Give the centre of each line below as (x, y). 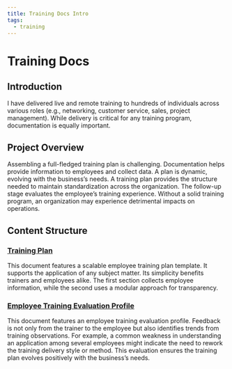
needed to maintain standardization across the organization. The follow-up (114, 187)
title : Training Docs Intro (48, 14)
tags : (15, 20)
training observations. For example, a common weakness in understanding (114, 336)
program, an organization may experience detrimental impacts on (101, 201)
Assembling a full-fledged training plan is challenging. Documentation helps (116, 164)
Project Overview (46, 147)
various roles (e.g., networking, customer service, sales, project (99, 111)
